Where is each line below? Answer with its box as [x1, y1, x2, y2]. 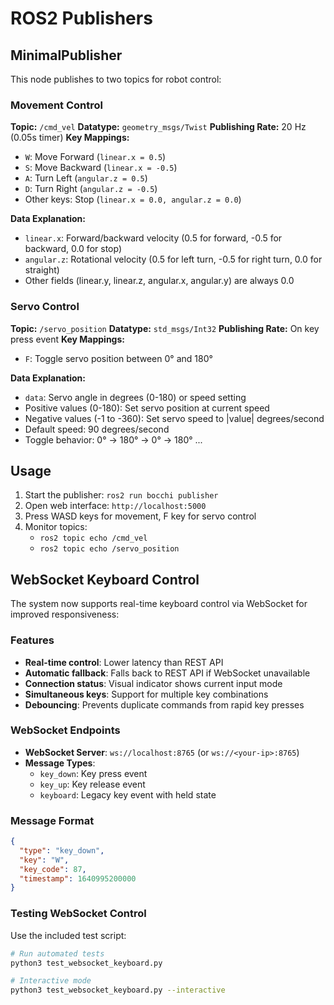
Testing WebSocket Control [10, 907, 147, 921]
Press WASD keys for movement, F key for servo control [24, 510, 257, 522]
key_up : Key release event [39, 778, 146, 790]
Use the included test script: [10, 929, 127, 941]
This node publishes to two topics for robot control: [10, 73, 222, 85]
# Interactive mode [10, 976, 92, 986]
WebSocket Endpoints [10, 723, 121, 737]
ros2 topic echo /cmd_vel [39, 533, 148, 544]
